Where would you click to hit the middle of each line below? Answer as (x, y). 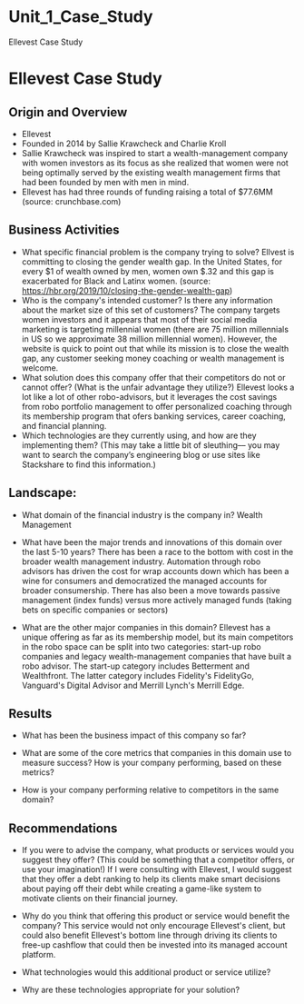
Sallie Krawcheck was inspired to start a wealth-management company (155, 153)
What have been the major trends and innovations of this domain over (152, 542)
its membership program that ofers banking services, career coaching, (154, 416)
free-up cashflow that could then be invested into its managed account (154, 945)
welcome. (40, 368)
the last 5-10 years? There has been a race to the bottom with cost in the (157, 552)
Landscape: (43, 493)
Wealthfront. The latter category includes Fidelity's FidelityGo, (138, 675)
